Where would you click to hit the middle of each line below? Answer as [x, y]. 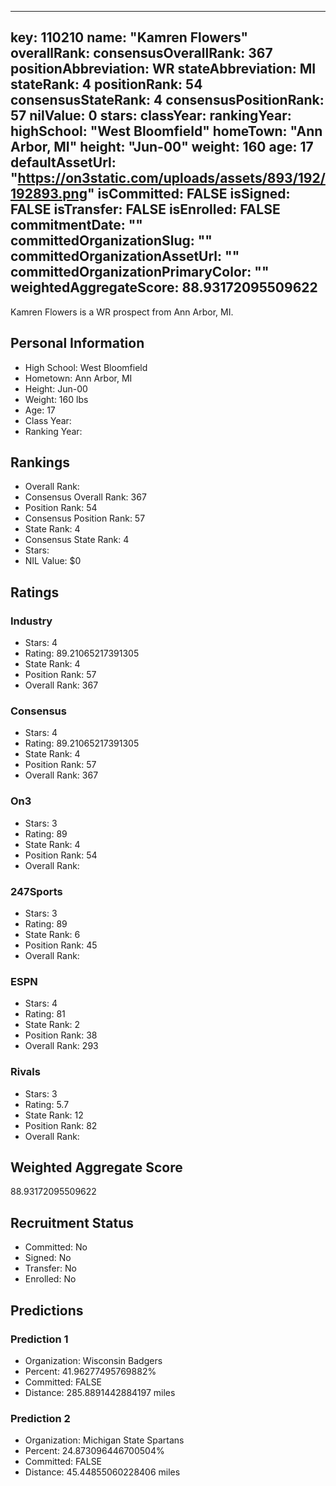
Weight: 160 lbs [56, 399]
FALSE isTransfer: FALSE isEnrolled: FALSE [145, 209]
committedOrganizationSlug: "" [111, 241]
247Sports [36, 891]
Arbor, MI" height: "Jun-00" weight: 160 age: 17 [162, 147]
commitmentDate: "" [76, 225]
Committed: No [56, 1247]
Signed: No [48, 1258]
